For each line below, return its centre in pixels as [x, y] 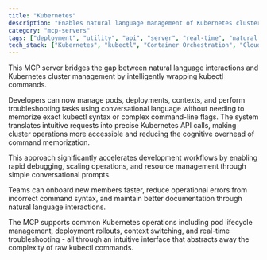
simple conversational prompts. [60, 175]
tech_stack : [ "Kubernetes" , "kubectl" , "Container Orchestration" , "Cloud [135, 45]
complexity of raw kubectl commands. [71, 248]
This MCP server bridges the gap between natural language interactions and [133, 68]
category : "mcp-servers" [49, 30]
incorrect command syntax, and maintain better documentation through [125, 199]
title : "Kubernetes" [43, 16]
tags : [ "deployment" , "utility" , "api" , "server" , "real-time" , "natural [133, 38]
